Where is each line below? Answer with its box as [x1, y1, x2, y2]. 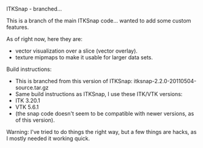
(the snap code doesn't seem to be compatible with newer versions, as [15, 110, 194, 117]
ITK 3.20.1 [15, 97, 40, 104]
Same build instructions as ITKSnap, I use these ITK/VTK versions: [15, 91, 183, 97]
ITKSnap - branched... [6, 6, 62, 12]
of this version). [15, 116, 55, 124]
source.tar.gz [15, 84, 49, 91]
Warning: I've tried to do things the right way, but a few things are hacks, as [6, 128, 197, 135]
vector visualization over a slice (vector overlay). [15, 47, 138, 54]
